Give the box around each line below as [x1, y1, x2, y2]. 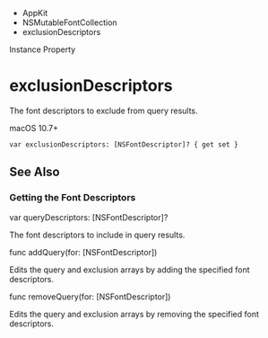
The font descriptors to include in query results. [9, 229, 186, 240]
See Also [9, 165, 60, 180]
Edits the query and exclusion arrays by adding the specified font [9, 264, 250, 275]
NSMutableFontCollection [22, 17, 118, 28]
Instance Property [9, 44, 76, 55]
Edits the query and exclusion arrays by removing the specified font [9, 308, 260, 319]
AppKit [22, 8, 48, 18]
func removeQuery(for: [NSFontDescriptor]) [9, 291, 171, 302]
